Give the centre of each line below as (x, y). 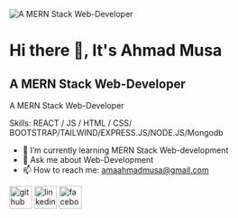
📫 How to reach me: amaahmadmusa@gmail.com (115, 170)
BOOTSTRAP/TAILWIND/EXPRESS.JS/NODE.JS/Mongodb (116, 133)
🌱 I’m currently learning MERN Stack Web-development (125, 150)
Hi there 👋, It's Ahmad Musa (116, 51)
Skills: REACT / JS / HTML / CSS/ (71, 123)
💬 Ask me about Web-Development (88, 160)
